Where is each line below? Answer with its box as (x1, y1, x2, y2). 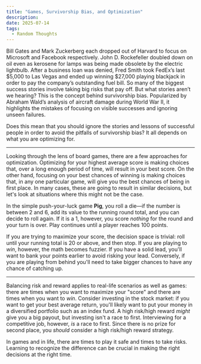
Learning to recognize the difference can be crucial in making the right (6, 345, 181, 352)
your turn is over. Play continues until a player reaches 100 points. (6, 222, 169, 229)
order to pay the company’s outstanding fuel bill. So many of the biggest (6, 79, 184, 87)
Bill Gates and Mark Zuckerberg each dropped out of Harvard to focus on (6, 47, 187, 54)
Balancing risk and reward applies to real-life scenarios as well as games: (6, 282, 187, 289)
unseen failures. (6, 111, 46, 119)
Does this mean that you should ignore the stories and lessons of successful (6, 123, 195, 130)
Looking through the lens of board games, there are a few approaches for (6, 153, 187, 160)
